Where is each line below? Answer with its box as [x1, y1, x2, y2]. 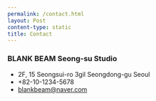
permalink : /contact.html [7, 10, 84, 18]
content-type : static [7, 23, 72, 31]
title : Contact [7, 30, 53, 38]
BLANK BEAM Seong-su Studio [7, 54, 118, 64]
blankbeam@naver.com [17, 85, 88, 93]
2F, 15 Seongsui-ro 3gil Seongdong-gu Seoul [17, 70, 150, 78]
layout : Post [7, 17, 46, 24]
